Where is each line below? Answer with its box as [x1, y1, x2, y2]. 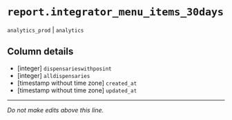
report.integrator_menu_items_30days [7, 6, 224, 19]
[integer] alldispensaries [17, 71, 90, 79]
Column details [7, 46, 74, 57]
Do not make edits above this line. [7, 106, 104, 114]
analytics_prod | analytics [7, 26, 84, 34]
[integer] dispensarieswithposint [17, 64, 112, 72]
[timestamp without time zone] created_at [17, 79, 137, 87]
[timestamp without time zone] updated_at [17, 86, 137, 94]
